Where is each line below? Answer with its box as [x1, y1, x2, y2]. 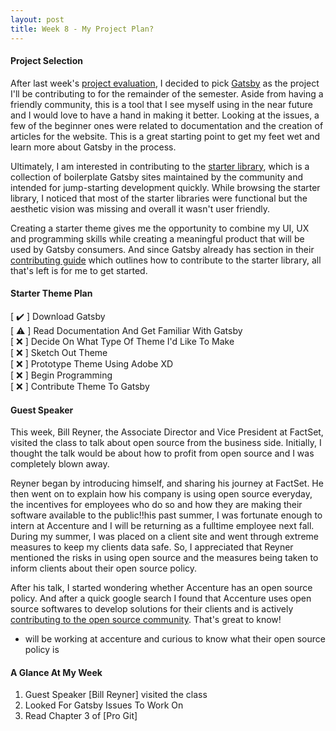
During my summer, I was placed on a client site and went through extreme [10, 531, 319, 543]
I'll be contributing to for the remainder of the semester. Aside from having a [10, 87, 324, 100]
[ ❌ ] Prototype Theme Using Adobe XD [10, 357, 174, 370]
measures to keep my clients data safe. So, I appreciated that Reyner [10, 541, 294, 553]
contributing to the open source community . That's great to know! [10, 614, 282, 626]
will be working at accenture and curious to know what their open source [24, 633, 326, 645]
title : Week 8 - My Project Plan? [10, 24, 155, 34]
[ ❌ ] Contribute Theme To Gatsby [10, 380, 150, 392]
